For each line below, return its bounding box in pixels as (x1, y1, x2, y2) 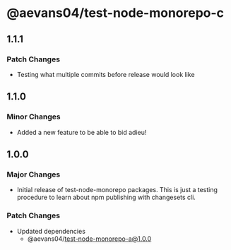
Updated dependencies (16, 227, 86, 235)
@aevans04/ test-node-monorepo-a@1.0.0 (27, 234, 152, 243)
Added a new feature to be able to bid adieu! (16, 128, 147, 136)
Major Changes (6, 169, 61, 179)
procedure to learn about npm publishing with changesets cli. (16, 193, 196, 202)
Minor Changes (6, 112, 61, 121)
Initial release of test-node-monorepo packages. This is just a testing (16, 186, 218, 194)
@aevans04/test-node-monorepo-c (6, 5, 224, 21)
